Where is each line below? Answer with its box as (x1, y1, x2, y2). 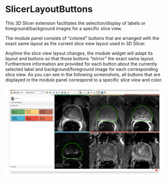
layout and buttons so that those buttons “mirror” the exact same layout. (5, 55, 155, 61)
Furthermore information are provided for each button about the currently (5, 61, 157, 67)
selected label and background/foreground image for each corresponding (5, 66, 158, 72)
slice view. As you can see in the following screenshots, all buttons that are (5, 71, 160, 77)
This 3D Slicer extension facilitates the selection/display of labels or (5, 20, 146, 26)
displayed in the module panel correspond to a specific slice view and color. (5, 77, 163, 83)
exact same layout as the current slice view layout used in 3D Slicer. (5, 40, 146, 46)
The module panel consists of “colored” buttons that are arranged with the (5, 35, 159, 41)
